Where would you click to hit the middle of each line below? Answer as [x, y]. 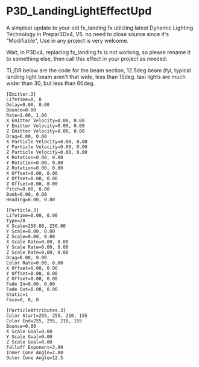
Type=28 [16, 221]
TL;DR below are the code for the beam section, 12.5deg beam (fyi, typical [99, 70]
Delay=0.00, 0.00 [28, 105]
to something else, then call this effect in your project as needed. [87, 58]
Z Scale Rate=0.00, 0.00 [37, 252]
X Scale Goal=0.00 [29, 331]
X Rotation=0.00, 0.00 [35, 157]
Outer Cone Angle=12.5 [35, 358]
